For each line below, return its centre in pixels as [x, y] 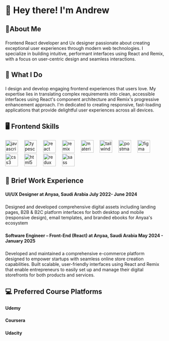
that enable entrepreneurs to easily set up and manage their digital [74, 270]
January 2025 [20, 241]
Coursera [15, 320]
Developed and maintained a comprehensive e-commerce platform [75, 254]
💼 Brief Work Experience [44, 180]
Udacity [14, 333]
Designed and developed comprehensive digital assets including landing [80, 207]
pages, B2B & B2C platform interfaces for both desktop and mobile [75, 212]
